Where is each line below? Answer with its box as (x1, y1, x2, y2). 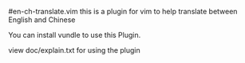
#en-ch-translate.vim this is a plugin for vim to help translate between (8, 7, 238, 16)
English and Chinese (8, 15, 76, 24)
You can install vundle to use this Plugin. (8, 31, 141, 39)
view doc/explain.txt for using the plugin (8, 46, 141, 54)
